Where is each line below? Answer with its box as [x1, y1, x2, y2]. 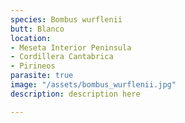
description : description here [10, 89, 141, 99]
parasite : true [10, 71, 74, 81]
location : [10, 33, 52, 43]
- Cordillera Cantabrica [10, 52, 114, 62]
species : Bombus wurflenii [10, 14, 123, 25]
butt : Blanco [10, 24, 65, 34]
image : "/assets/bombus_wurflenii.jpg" [10, 80, 177, 90]
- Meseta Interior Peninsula [10, 42, 132, 53]
